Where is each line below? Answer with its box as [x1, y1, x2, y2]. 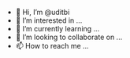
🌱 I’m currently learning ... [15, 24, 100, 33]
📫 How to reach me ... [15, 42, 89, 50]
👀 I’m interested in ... [15, 16, 83, 25]
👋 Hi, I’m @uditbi [15, 8, 70, 16]
